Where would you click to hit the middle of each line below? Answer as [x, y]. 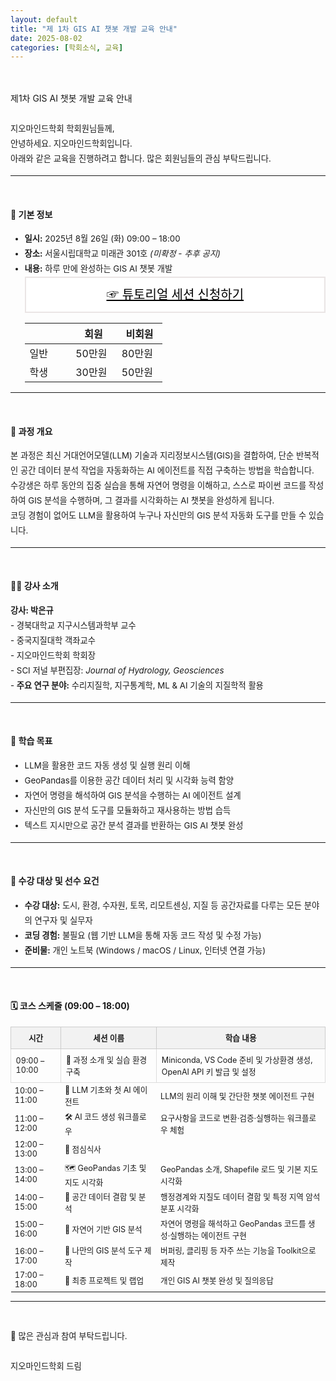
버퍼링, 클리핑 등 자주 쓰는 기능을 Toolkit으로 [238, 1250]
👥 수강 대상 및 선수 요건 [55, 881]
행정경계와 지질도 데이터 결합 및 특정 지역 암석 [240, 1197]
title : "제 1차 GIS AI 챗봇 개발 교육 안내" [94, 29]
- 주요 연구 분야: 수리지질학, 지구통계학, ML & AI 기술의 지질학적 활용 [137, 685]
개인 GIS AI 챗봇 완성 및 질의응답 [217, 1280]
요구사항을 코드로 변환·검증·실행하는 [223, 1118]
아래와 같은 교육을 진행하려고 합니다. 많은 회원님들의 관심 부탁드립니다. [141, 159]
